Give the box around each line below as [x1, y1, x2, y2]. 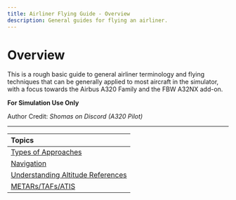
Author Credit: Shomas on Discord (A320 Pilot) [7, 112, 143, 121]
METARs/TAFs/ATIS [11, 182, 76, 192]
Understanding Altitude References [11, 170, 127, 180]
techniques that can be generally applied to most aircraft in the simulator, [7, 78, 219, 86]
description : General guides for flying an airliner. [7, 17, 169, 24]
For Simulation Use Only [7, 99, 79, 107]
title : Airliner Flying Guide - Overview [7, 10, 131, 18]
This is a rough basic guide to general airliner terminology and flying [7, 70, 205, 79]
